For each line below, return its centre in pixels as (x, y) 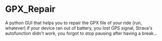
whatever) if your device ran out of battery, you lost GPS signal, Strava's (79, 28)
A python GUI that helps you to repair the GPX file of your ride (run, (74, 23)
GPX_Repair (30, 9)
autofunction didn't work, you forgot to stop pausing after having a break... (81, 33)
